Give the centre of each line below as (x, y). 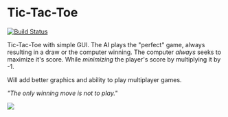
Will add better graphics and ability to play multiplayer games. (94, 79)
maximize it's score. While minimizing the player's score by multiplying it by (114, 59)
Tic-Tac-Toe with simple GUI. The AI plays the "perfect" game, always (106, 44)
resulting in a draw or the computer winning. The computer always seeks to (114, 52)
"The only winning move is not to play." (62, 93)
